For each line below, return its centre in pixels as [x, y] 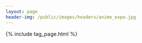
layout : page [22, 11]
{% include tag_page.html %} [42, 34]
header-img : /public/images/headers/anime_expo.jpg [71, 17]
